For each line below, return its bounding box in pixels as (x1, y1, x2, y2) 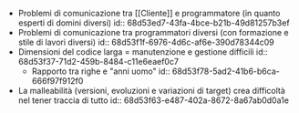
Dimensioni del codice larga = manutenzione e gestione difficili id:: (17, 46, 268, 57)
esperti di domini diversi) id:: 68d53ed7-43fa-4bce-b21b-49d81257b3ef (17, 17, 290, 28)
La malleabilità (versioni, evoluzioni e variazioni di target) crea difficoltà (17, 86, 285, 96)
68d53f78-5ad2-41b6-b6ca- (171, 66, 280, 77)
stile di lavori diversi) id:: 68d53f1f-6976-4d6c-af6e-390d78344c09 (17, 36, 275, 47)
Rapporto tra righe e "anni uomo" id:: (31, 66, 170, 77)
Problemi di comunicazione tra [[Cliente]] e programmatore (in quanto (17, 8, 281, 18)
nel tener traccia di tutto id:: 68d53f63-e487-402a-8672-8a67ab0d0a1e (17, 95, 290, 106)
